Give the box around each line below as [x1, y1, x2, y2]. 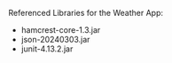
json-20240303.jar [20, 35, 90, 44]
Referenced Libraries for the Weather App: [8, 8, 163, 18]
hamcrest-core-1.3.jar [20, 25, 101, 35]
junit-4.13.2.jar [20, 43, 74, 54]
